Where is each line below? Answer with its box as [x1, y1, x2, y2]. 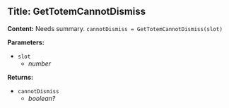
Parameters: [7, 38, 45, 47]
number [28, 59, 52, 68]
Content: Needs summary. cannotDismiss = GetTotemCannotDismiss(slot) [7, 24, 223, 32]
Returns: [7, 73, 34, 81]
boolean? [28, 94, 56, 102]
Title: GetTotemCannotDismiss [7, 6, 146, 18]
